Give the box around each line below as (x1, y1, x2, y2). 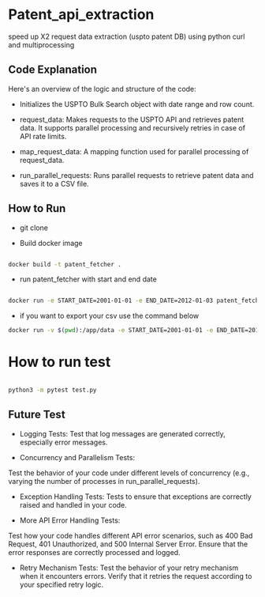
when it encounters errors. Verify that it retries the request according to (19, 571, 252, 580)
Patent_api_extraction (8, 6, 155, 24)
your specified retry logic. (19, 580, 104, 589)
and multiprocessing (8, 40, 75, 49)
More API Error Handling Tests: (19, 516, 121, 525)
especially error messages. (19, 437, 108, 447)
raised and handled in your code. (19, 500, 128, 509)
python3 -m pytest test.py (8, 386, 97, 395)
